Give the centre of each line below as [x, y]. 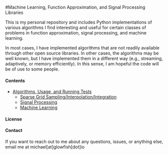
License [14, 119]
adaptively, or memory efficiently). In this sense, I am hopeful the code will [82, 64]
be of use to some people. [32, 69]
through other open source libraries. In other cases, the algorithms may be [82, 53]
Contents [15, 80]
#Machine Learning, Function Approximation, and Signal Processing [75, 7]
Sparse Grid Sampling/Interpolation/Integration [68, 97]
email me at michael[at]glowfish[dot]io [45, 147]
